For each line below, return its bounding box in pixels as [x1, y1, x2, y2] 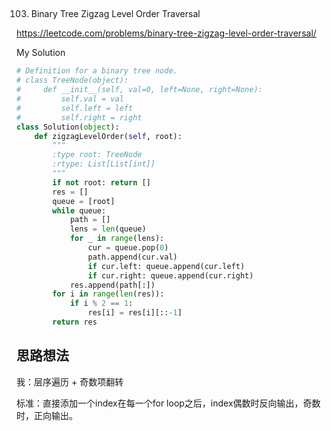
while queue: [52, 205, 107, 216]
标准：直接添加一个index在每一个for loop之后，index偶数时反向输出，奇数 [16, 397, 321, 409]
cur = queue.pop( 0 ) [87, 243, 169, 253]
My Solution [16, 47, 66, 59]
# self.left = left [16, 103, 134, 113]
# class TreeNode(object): [16, 75, 129, 86]
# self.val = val [16, 94, 124, 104]
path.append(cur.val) [87, 252, 178, 262]
